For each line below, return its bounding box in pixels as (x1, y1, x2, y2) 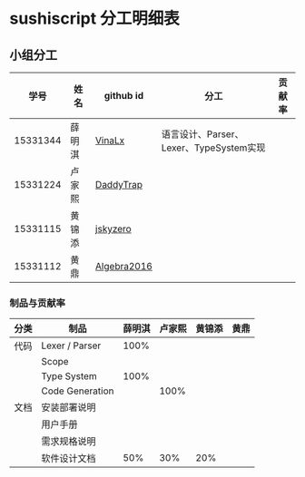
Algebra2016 (94, 260, 152, 272)
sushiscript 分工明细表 (9, 8, 180, 29)
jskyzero (94, 223, 132, 235)
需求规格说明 (41, 435, 97, 448)
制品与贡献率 (9, 297, 66, 309)
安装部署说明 (41, 401, 97, 414)
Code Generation (41, 385, 114, 397)
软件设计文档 (41, 453, 97, 465)
